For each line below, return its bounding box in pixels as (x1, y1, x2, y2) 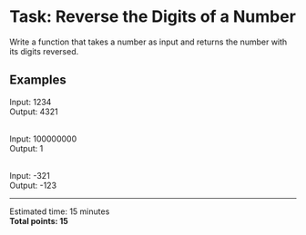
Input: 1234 (9, 96, 52, 107)
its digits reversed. (9, 45, 79, 56)
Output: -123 (9, 180, 57, 191)
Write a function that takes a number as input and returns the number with (9, 36, 288, 47)
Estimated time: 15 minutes (9, 206, 110, 217)
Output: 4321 (9, 106, 58, 117)
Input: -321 (9, 170, 50, 181)
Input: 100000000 (9, 133, 77, 144)
